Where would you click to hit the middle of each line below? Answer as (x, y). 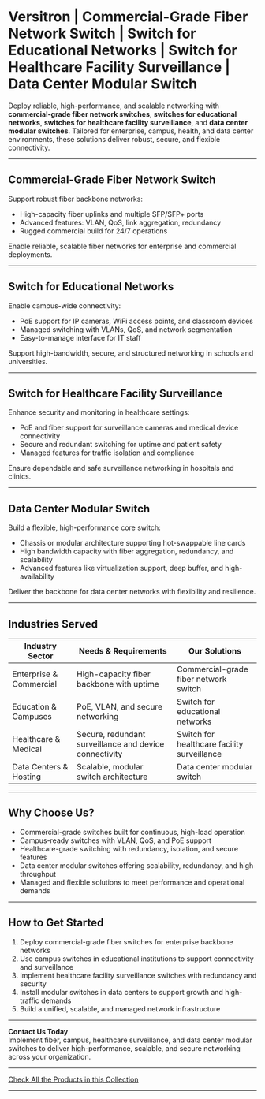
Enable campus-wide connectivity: (65, 305)
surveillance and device (120, 744)
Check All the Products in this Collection (73, 1079)
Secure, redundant (111, 734)
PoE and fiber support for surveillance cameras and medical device (129, 428)
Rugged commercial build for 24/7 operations (93, 231)
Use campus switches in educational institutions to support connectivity (136, 959)
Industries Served (53, 624)
